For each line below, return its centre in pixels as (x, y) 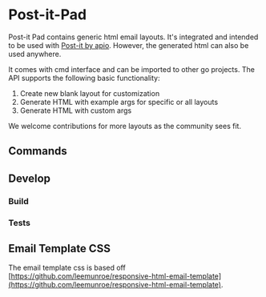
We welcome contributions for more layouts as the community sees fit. (125, 126)
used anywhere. (35, 54)
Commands (38, 151)
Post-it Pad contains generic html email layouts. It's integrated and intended (133, 37)
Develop (29, 178)
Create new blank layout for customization (90, 93)
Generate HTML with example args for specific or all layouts (119, 102)
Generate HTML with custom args (76, 110)
